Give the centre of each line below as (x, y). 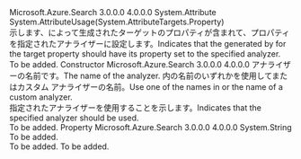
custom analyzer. (41, 97)
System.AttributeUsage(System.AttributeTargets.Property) (117, 22)
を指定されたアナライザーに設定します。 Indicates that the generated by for (148, 44)
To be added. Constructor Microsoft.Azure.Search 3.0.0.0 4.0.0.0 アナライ (146, 64)
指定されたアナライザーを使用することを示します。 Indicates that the (136, 108)
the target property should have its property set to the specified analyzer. (145, 54)
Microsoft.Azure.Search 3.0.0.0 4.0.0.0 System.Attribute (113, 12)
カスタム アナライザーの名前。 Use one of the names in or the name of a (150, 87)
